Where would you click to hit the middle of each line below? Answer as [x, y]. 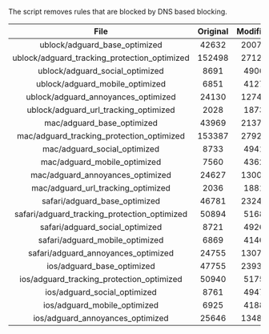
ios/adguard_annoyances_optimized [101, 318]
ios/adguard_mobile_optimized [100, 305]
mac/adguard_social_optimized [101, 149]
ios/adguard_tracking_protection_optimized [101, 279]
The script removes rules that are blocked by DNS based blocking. [118, 12]
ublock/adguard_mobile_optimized [101, 84]
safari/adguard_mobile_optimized [101, 240]
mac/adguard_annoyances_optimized [101, 175]
